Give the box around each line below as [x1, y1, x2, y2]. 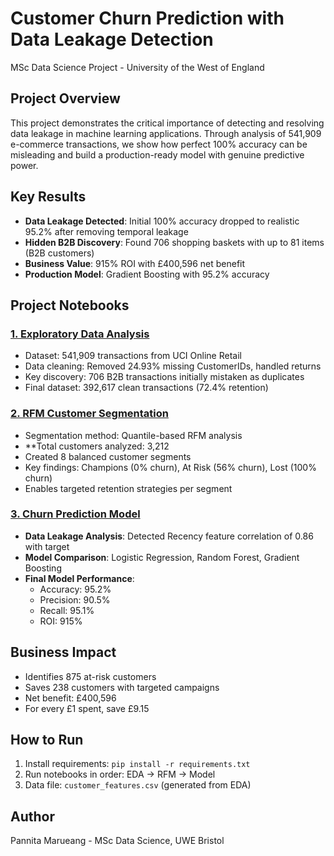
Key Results [10, 188, 87, 206]
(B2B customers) [24, 247, 95, 259]
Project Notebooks [10, 297, 130, 314]
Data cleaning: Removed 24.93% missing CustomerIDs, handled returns [24, 360, 322, 372]
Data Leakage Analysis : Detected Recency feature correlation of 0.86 [24, 530, 314, 542]
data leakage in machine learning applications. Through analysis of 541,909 [10, 127, 322, 139]
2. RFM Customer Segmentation [10, 407, 169, 421]
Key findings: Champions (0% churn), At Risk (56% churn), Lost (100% [24, 461, 317, 473]
